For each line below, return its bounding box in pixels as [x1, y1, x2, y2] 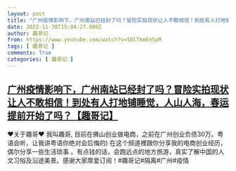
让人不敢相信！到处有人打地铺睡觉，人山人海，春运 [7, 97, 229, 109]
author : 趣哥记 [7, 29, 48, 37]
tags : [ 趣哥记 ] [7, 43, 55, 50]
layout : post [7, 10, 46, 18]
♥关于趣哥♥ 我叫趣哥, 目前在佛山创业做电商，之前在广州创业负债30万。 [7, 130, 218, 138]
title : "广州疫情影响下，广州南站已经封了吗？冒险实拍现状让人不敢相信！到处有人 [7, 17, 216, 24]
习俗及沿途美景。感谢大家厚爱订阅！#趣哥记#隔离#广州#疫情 [13, 156, 190, 165]
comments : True [7, 50, 52, 57]
